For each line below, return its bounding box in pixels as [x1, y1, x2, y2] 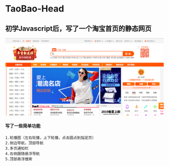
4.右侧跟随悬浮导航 [5, 151, 40, 156]
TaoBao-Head [5, 3, 64, 15]
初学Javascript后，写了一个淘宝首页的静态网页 [5, 24, 152, 33]
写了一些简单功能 [5, 123, 41, 129]
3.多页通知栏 [5, 146, 29, 151]
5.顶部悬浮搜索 [5, 156, 33, 161]
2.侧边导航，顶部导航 [5, 140, 44, 145]
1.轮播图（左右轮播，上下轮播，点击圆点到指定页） [5, 135, 96, 140]
